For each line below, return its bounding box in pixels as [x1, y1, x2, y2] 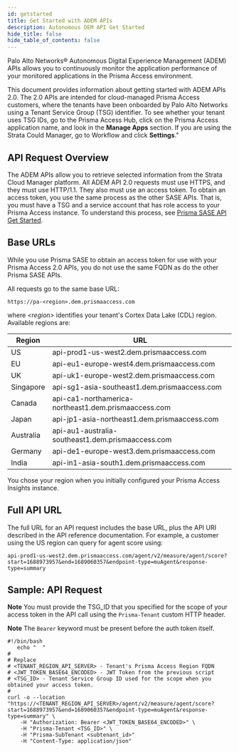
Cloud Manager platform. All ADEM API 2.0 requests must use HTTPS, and [7, 177, 225, 186]
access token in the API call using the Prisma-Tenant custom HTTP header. [7, 610, 226, 619]
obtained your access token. [7, 681, 94, 689]
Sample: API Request [7, 584, 103, 596]
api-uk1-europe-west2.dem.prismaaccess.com [52, 370, 216, 380]
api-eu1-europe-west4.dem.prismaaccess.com [52, 359, 216, 369]
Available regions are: [7, 318, 71, 326]
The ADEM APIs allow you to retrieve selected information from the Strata [7, 170, 223, 179]
